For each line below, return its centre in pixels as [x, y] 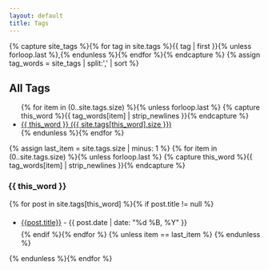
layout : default [36, 16]
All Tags [30, 88]
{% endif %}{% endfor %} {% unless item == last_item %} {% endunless [140, 234]
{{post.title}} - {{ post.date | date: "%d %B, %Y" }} [104, 222]
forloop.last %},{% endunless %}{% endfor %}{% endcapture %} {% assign [135, 54]
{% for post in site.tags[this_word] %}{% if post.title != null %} [112, 204]
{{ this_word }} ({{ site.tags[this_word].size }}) [96, 124]
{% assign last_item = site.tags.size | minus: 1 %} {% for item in [113, 148]
